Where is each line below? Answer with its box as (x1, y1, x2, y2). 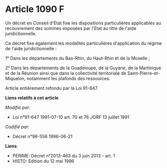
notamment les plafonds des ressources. (26, 75, 111, 81)
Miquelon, (5, 75, 26, 81)
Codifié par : (5, 124, 30, 130)
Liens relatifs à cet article (5, 95, 59, 101)
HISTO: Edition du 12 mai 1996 (12, 158, 75, 164)
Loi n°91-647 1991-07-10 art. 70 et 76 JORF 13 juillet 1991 (12, 114, 130, 120)
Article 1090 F (5, 3, 65, 15)
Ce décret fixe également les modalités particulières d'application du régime (5, 40, 162, 46)
